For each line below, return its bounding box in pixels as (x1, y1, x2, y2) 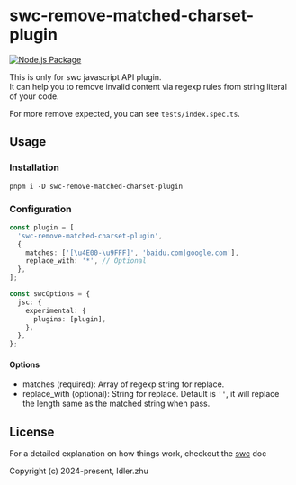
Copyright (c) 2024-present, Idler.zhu (9, 465, 148, 477)
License (9, 424, 55, 439)
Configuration (9, 202, 72, 215)
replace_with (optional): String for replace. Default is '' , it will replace (22, 389, 280, 400)
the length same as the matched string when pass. (22, 398, 211, 409)
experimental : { (25, 306, 87, 315)
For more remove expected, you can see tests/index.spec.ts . (9, 108, 240, 119)
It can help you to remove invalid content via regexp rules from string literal (9, 81, 288, 92)
